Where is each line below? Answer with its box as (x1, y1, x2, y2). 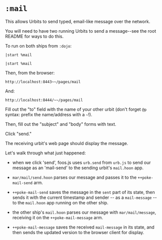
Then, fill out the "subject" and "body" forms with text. (5, 121, 116, 127)
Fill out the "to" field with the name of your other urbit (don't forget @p (5, 106, 147, 112)
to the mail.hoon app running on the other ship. (12, 199, 108, 205)
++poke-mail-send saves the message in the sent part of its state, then (12, 189, 155, 195)
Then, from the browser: (5, 70, 55, 76)
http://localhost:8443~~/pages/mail (5, 79, 81, 84)
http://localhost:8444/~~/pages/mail (5, 97, 83, 102)
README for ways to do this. (5, 33, 64, 39)
